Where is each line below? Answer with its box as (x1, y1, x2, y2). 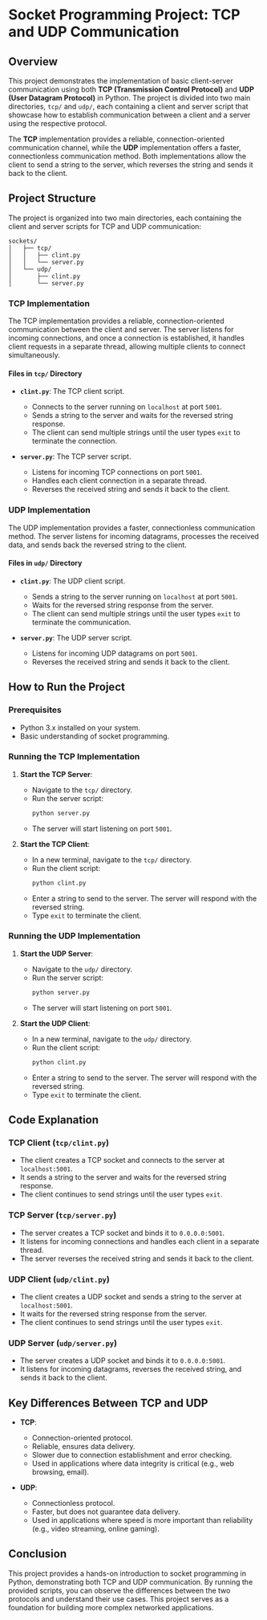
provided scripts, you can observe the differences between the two (8, 1585, 231, 1595)
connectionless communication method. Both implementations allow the (8, 151, 247, 161)
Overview (8, 55, 59, 68)
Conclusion (8, 1547, 67, 1561)
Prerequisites (8, 705, 62, 716)
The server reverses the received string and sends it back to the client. (19, 1254, 254, 1263)
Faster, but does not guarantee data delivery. (31, 1507, 180, 1516)
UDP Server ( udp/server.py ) (8, 1337, 118, 1348)
